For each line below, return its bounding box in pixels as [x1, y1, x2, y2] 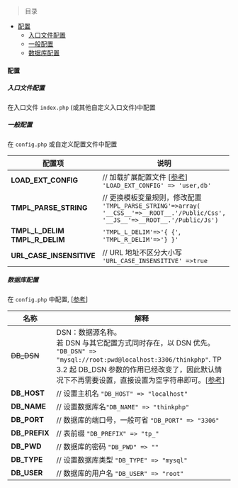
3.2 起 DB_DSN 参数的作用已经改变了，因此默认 [56, 365, 215, 375]
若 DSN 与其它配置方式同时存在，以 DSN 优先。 [56, 338, 215, 348]
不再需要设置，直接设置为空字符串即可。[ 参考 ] [70, 375, 225, 385]
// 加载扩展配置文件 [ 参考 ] [102, 172, 188, 182]
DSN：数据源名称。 [56, 327, 122, 337]
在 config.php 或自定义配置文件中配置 [7, 140, 118, 148]
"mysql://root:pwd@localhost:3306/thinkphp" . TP [56, 354, 222, 364]
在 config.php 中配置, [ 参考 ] [7, 294, 89, 304]
